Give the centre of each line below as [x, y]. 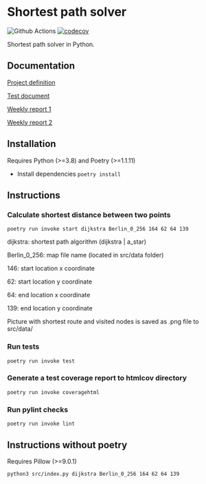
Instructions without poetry [67, 445]
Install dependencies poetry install [69, 174]
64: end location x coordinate [49, 295]
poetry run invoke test [41, 361]
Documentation [41, 66]
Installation [32, 144]
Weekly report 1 [29, 109]
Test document [28, 95]
